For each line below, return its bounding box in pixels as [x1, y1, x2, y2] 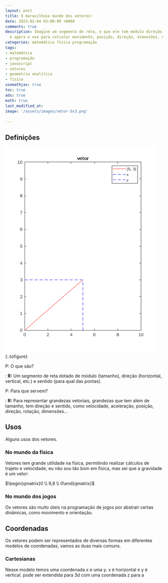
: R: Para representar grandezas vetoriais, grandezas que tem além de [5, 397, 150, 403]
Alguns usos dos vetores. [5, 436, 57, 442]
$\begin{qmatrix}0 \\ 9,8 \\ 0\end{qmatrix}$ [5, 481, 95, 487]
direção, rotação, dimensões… [5, 408, 68, 414]
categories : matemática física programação [5, 40, 97, 45]
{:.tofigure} [5, 353, 28, 359]
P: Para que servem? [5, 388, 48, 394]
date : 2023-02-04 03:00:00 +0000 [5, 19, 75, 24]
